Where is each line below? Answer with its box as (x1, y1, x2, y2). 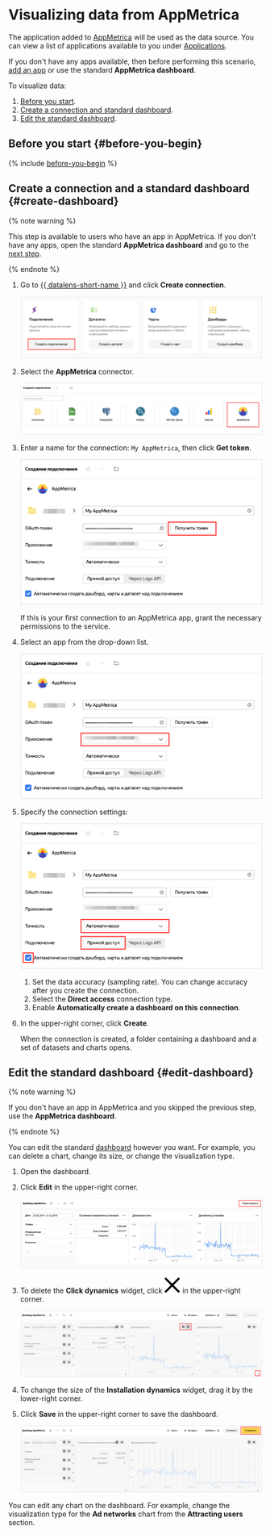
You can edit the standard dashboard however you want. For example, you (8, 1143, 255, 1152)
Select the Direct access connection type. (31, 994, 173, 1004)
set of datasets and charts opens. (19, 1043, 132, 1052)
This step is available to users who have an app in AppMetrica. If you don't (8, 232, 256, 241)
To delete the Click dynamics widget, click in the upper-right (19, 1285, 241, 1295)
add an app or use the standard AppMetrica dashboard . (8, 65, 196, 74)
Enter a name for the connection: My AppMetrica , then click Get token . (19, 443, 252, 453)
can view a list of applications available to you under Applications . (8, 40, 227, 50)
